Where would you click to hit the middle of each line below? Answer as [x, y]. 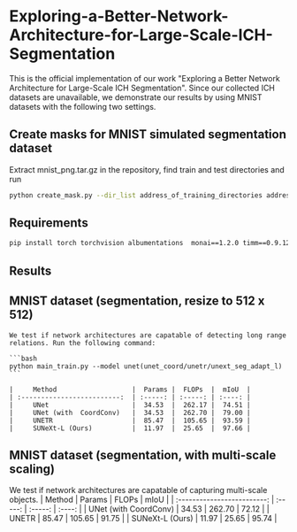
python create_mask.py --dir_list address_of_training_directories [136, 195]
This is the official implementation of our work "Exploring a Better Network [145, 78]
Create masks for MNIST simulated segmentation [148, 135]
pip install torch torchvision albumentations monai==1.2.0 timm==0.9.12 [150, 243]
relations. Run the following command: [83, 343]
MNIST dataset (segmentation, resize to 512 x [137, 301]
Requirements [49, 223]
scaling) [32, 469]
